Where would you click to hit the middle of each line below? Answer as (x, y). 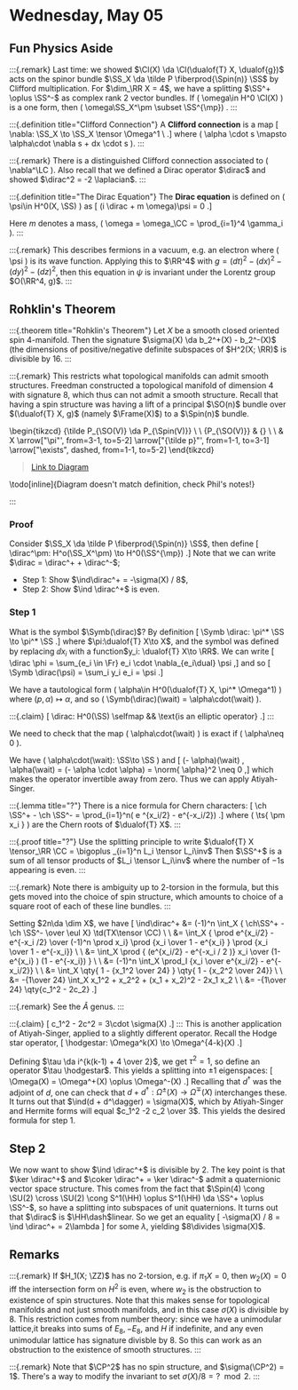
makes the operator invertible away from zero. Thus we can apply (129, 779)
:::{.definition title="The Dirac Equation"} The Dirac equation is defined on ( (147, 197)
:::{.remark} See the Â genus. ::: (67, 1006)
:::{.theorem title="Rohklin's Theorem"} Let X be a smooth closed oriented (144, 330)
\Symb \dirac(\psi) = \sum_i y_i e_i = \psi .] (86, 672)
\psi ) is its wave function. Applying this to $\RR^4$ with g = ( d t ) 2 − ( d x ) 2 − (145, 260)
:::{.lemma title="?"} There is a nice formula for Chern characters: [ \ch (138, 806)
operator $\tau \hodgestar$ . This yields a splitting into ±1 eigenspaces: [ (141, 1070)
